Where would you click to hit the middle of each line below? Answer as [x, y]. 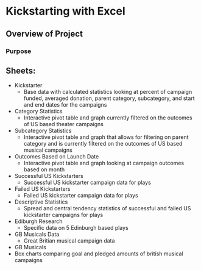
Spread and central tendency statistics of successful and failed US [107, 208]
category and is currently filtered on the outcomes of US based [103, 144]
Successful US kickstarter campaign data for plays [87, 183]
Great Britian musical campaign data [69, 241]
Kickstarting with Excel [65, 11]
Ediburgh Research [38, 221]
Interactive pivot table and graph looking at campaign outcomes [104, 163]
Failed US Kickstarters [42, 189]
